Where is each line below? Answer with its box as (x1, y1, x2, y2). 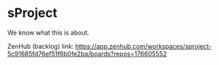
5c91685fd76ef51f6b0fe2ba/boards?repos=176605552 (7, 49, 167, 58)
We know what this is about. (7, 28, 90, 37)
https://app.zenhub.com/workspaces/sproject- (75, 42, 212, 50)
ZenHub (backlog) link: (7, 42, 74, 50)
